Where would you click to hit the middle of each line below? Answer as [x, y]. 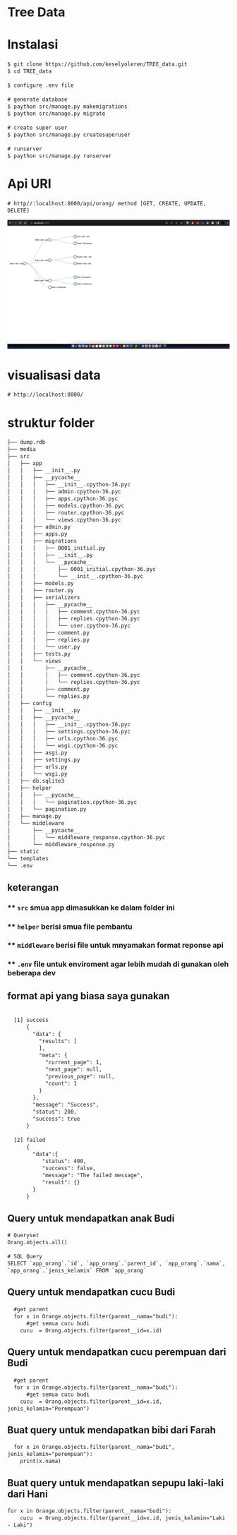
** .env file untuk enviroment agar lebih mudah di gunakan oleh [118, 964]
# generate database [38, 100]
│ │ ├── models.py [41, 584]
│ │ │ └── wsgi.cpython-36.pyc [63, 746]
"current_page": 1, [73, 1063]
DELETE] [19, 211]
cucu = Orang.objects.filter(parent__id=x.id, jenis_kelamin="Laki [123, 1518]
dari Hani [28, 1494]
